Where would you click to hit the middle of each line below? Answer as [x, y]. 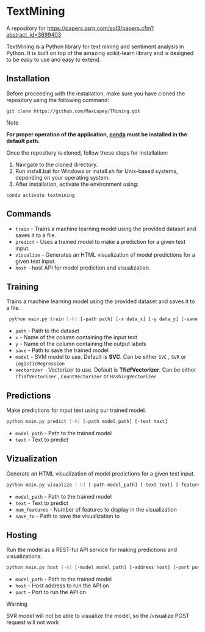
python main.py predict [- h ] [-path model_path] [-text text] [87, 422]
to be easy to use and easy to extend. [54, 59]
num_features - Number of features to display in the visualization [96, 509]
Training [23, 286]
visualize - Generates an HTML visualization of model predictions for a [105, 254]
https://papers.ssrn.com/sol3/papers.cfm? [101, 28]
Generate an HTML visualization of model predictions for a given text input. [101, 473]
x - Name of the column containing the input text [76, 337]
